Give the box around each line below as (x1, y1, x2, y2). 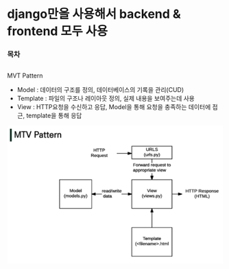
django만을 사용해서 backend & (7, 6, 182, 22)
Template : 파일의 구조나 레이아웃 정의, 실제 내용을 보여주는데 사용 (16, 94, 195, 103)
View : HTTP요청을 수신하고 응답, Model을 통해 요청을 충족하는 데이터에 (16, 103, 211, 111)
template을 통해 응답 (26, 111, 82, 120)
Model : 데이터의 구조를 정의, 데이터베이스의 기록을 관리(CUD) (16, 86, 184, 94)
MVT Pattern (7, 71, 43, 80)
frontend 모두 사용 (7, 23, 108, 39)
